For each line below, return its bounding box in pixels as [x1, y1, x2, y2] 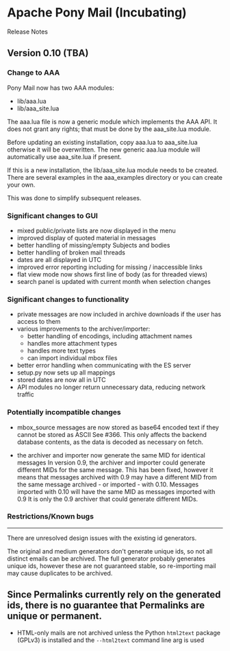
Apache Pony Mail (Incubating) [7, 5, 187, 21]
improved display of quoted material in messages [16, 233, 156, 241]
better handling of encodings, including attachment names [27, 332, 193, 340]
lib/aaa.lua [16, 97, 47, 105]
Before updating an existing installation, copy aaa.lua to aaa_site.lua [7, 138, 198, 146]
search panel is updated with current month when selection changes [16, 277, 211, 285]
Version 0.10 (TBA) [7, 47, 89, 59]
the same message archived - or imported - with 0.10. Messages [16, 480, 199, 488]
